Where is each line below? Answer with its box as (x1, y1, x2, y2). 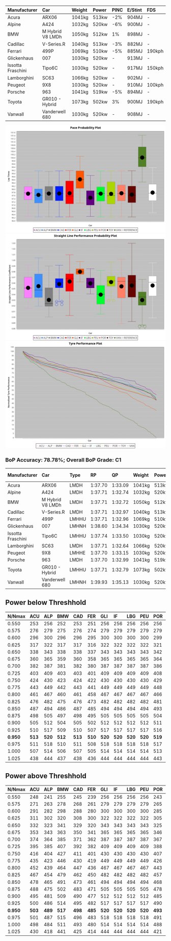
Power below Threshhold (5, 598, 87, 607)
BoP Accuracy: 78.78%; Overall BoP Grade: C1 (5, 456, 122, 463)
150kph (147, 65, 164, 71)
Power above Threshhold (5, 771, 87, 780)
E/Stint (127, 7, 142, 13)
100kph (147, 82, 164, 88)
